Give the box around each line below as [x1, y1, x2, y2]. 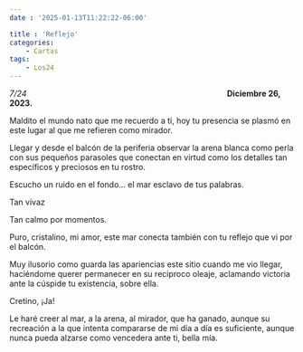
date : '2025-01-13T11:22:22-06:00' [9, 13, 147, 23]
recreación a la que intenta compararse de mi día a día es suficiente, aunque [9, 323, 295, 333]
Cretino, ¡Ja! [9, 296, 55, 306]
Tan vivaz [9, 196, 45, 207]
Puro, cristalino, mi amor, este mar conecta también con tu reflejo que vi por [9, 232, 293, 243]
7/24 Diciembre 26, [9, 88, 281, 99]
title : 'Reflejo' [9, 29, 79, 39]
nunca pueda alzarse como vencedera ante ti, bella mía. [9, 332, 219, 343]
